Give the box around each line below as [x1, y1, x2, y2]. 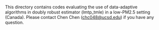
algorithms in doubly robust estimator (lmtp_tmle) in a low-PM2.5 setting [5, 9, 150, 15]
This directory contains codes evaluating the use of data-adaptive [5, 4, 138, 10]
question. [5, 19, 24, 25]
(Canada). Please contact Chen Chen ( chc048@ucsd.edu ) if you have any [5, 15, 155, 20]
